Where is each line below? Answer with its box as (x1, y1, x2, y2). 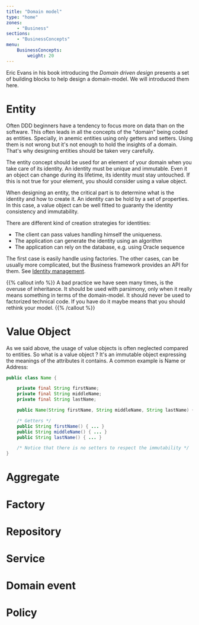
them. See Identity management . (6, 267, 86, 274)
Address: (6, 363, 28, 370)
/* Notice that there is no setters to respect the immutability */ (17, 445, 190, 451)
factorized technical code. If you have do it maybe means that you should (6, 297, 185, 305)
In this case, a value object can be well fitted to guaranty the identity (6, 201, 174, 209)
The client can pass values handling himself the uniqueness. (14, 230, 162, 238)
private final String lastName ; (17, 396, 97, 403)
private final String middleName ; (17, 391, 102, 397)
